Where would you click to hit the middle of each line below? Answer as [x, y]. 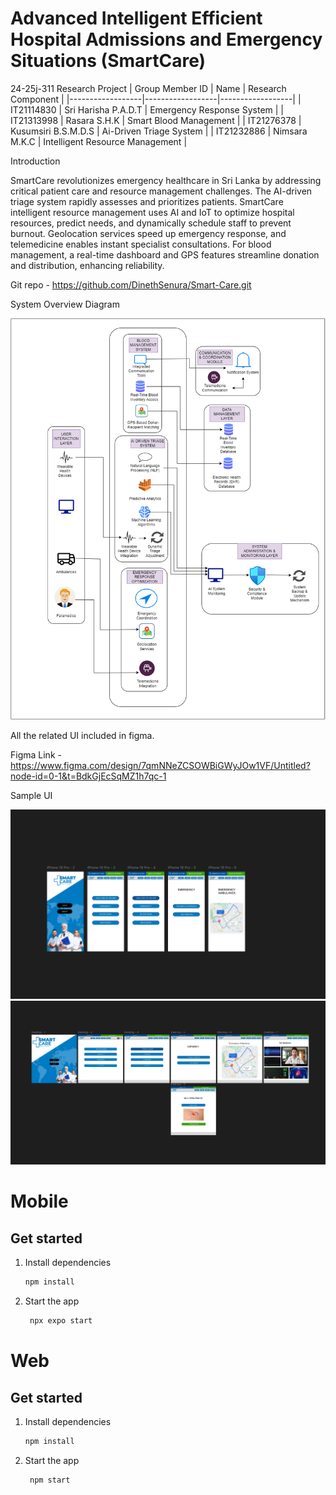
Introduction [35, 161]
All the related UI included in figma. [82, 735]
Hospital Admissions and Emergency [166, 39]
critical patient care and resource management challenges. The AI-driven [161, 191]
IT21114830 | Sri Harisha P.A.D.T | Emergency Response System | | [147, 109]
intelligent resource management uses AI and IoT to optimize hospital [152, 212]
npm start [50, 1480]
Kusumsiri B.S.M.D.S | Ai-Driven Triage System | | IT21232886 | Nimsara [159, 131]
